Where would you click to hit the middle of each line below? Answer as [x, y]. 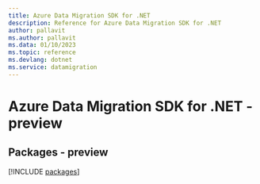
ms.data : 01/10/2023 [42, 45]
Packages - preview [58, 153]
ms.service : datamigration [53, 67]
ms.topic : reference [42, 52]
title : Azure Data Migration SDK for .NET [79, 15]
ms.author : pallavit [42, 38]
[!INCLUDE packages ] [44, 171]
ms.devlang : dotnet [40, 60]
